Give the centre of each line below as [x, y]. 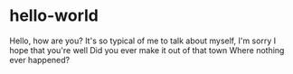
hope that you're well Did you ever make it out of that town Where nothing [147, 50]
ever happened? [40, 60]
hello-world [54, 16]
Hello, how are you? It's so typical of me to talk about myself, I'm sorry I [143, 41]
